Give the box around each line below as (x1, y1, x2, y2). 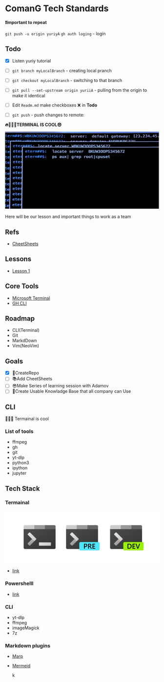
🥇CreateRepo (12, 370, 39, 376)
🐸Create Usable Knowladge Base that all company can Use (12, 388, 131, 394)
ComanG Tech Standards (5, 3, 109, 14)
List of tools (5, 428, 34, 435)
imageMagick (12, 625, 40, 631)
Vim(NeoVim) (12, 343, 40, 349)
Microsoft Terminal (12, 295, 50, 301)
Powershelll (5, 580, 34, 587)
